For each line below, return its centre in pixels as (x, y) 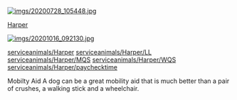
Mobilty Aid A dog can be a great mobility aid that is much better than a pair (118, 81)
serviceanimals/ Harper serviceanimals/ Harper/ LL (80, 52)
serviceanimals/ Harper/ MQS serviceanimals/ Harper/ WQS (92, 60)
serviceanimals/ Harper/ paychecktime (62, 67)
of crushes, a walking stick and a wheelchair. (73, 88)
